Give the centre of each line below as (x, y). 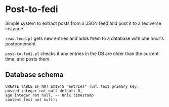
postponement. (21, 43)
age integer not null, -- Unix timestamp (50, 95)
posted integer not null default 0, (44, 91)
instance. (15, 28)
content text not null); (31, 99)
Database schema (34, 75)
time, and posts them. (28, 59)
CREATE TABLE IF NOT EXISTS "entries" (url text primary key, (72, 86)
